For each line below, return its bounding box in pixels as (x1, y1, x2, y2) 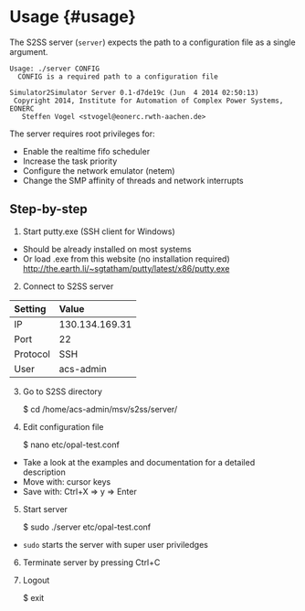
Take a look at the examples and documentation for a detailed (22, 456, 256, 467)
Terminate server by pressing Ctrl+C (22, 556, 161, 568)
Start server (22, 503, 68, 514)
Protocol (14, 348, 50, 360)
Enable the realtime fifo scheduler (22, 145, 151, 156)
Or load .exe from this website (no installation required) (22, 253, 230, 264)
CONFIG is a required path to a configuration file (17, 71, 219, 81)
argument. (9, 46, 48, 57)
